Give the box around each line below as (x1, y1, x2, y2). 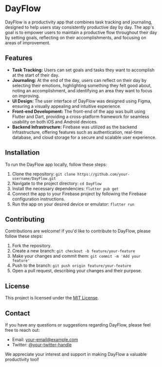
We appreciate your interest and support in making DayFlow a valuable (5, 351, 147, 357)
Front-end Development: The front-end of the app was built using (12, 108, 145, 114)
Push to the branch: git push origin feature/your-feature (12, 263, 131, 268)
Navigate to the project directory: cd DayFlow (12, 180, 102, 186)
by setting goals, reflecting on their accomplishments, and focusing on (5, 35, 147, 41)
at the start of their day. (12, 72, 59, 78)
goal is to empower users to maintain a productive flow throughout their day (5, 29, 157, 35)
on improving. (12, 93, 40, 99)
